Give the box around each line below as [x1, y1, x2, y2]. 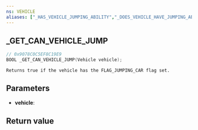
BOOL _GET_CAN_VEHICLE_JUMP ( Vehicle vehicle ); [6, 57, 123, 63]
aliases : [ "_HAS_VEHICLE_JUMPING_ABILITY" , [6, 14, 115, 20]
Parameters [6, 84, 50, 94]
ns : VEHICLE [6, 8, 35, 15]
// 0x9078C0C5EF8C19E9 [6, 51, 62, 58]
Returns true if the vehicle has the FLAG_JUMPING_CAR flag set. [6, 68, 170, 74]
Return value [6, 116, 54, 126]
